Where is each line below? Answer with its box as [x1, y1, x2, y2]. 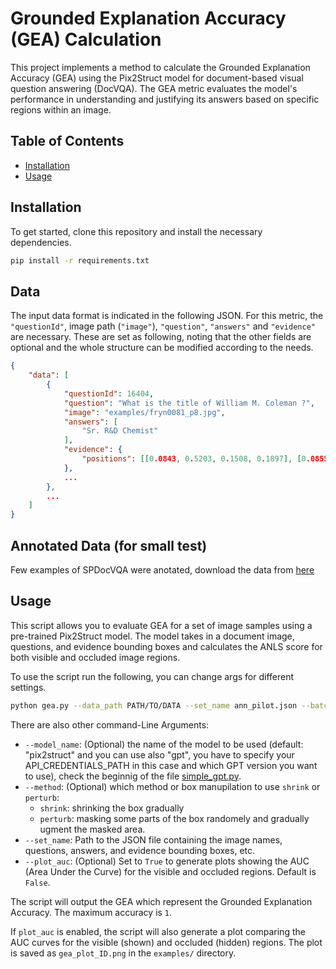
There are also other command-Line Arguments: [10, 718, 210, 731]
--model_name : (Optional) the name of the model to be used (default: [24, 738, 304, 750]
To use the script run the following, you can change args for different [10, 670, 295, 682]
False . [24, 876, 51, 888]
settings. [10, 681, 47, 693]
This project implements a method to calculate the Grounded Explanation [10, 61, 311, 73]
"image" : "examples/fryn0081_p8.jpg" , [63, 407, 226, 417]
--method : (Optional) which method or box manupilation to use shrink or [24, 780, 321, 792]
